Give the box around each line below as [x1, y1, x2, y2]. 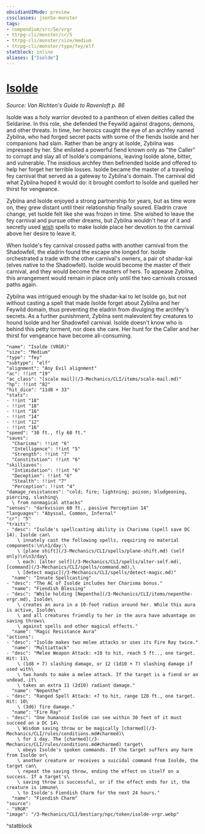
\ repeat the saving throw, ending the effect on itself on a [17, 768, 179, 774]
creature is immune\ [6, 784, 59, 790]
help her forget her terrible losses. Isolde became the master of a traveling [6, 165, 194, 173]
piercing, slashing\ [6, 494, 59, 501]
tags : [6, 20, 20, 26]
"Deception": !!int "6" [12, 472, 72, 479]
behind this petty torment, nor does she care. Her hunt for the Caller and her [6, 325, 199, 332]
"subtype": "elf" [6, 360, 51, 366]
